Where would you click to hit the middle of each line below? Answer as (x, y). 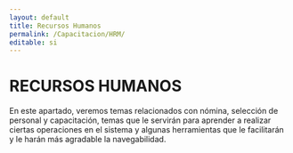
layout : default (39, 17)
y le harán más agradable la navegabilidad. (88, 140)
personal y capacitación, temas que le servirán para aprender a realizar (140, 120)
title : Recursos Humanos (55, 26)
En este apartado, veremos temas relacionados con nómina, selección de (144, 111)
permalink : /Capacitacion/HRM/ (67, 34)
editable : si (33, 42)
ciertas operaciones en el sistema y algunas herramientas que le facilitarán (147, 130)
